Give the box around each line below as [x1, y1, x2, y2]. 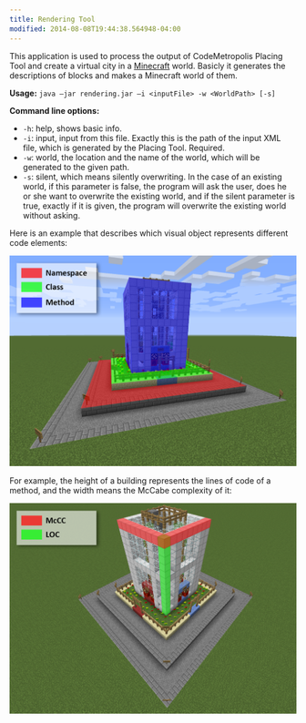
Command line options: [9, 105, 100, 116]
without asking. [22, 209, 80, 220]
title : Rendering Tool [9, 15, 96, 24]
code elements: [9, 237, 68, 248]
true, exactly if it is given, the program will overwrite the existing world [22, 200, 287, 211]
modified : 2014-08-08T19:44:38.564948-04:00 [9, 24, 181, 34]
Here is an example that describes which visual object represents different [9, 228, 289, 239]
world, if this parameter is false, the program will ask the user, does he [22, 180, 287, 191]
